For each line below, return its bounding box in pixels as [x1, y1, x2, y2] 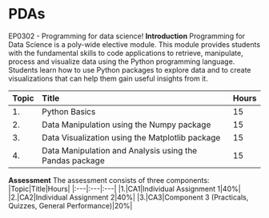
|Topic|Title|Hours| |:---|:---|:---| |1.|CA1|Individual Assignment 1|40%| [8, 184, 242, 193]
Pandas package [42, 155, 106, 166]
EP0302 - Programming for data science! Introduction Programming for [8, 31, 246, 41]
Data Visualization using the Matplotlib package [42, 132, 221, 143]
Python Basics [42, 105, 96, 117]
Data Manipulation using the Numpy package [42, 119, 211, 130]
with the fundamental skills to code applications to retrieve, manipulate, [8, 48, 243, 57]
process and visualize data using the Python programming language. [8, 57, 235, 66]
